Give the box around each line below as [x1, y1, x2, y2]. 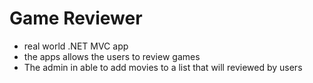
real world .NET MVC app [23, 40, 129, 52]
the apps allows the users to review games [23, 50, 201, 62]
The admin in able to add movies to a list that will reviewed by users [23, 61, 303, 73]
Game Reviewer [9, 7, 143, 30]
